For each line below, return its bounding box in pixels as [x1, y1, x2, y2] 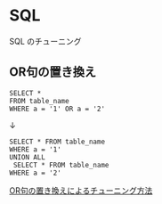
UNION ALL [9, 152, 46, 161]
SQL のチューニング [9, 36, 82, 46]
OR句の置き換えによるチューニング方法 [9, 184, 153, 196]
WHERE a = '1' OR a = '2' [9, 104, 105, 113]
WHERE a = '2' [9, 168, 62, 177]
